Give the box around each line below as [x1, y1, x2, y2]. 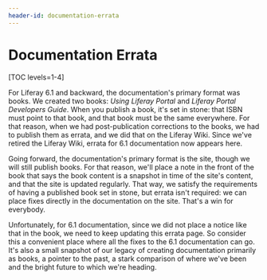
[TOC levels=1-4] [8, 72, 65, 82]
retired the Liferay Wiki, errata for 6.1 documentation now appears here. [8, 138, 243, 148]
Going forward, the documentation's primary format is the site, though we [8, 154, 250, 163]
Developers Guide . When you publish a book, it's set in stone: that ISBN [8, 104, 243, 114]
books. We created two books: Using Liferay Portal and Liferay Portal [8, 96, 237, 106]
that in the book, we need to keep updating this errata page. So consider [8, 228, 247, 238]
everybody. [8, 204, 45, 214]
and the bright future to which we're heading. [8, 262, 157, 271]
